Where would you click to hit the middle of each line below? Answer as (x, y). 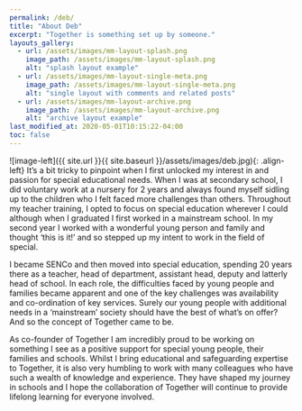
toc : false (30, 135)
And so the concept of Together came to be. (92, 322)
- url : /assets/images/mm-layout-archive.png (105, 101)
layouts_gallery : (42, 43)
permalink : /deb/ (42, 18)
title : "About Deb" (46, 26)
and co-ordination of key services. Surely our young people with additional (148, 302)
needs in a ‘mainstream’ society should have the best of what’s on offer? (144, 312)
